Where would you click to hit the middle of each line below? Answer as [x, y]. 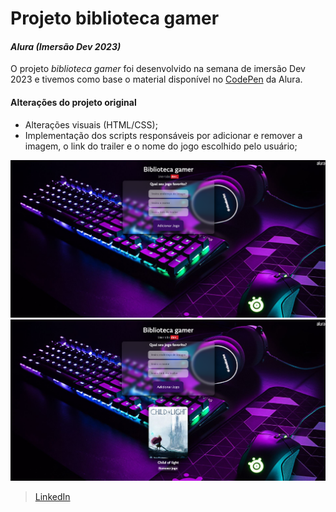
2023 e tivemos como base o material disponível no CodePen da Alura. [156, 79]
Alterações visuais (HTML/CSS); [91, 124]
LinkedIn [52, 497]
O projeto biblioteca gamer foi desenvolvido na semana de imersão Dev [158, 69]
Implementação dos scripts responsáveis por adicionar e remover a [163, 135]
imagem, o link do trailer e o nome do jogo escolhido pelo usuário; [161, 146]
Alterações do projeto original [73, 102]
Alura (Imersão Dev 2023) [66, 46]
